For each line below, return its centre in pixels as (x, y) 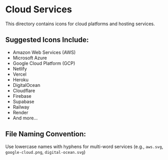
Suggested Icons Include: (47, 40)
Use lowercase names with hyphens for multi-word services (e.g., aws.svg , (84, 146)
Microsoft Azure (30, 58)
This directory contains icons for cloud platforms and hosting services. (80, 24)
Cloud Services (39, 10)
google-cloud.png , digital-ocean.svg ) (45, 152)
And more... (25, 118)
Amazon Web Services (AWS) (44, 52)
